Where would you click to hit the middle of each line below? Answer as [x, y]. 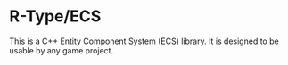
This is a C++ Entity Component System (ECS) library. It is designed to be [144, 41]
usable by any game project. [62, 50]
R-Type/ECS [55, 16]
